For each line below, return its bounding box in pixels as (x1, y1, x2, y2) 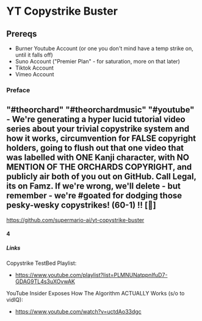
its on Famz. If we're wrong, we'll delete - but (6, 181, 181, 192)
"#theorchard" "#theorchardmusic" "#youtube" (6, 105, 195, 115)
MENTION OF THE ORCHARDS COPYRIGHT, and (6, 162, 192, 172)
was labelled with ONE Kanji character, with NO (6, 153, 189, 163)
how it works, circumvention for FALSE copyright (6, 133, 197, 144)
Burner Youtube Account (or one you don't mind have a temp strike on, (15, 45, 193, 52)
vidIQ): (6, 296, 23, 303)
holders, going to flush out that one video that (6, 143, 184, 153)
